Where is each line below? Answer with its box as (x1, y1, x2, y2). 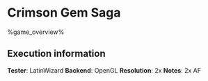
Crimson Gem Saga (7, 5, 121, 21)
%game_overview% (7, 28, 65, 36)
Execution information (7, 48, 106, 60)
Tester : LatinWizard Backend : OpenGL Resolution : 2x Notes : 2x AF (7, 66, 202, 74)
